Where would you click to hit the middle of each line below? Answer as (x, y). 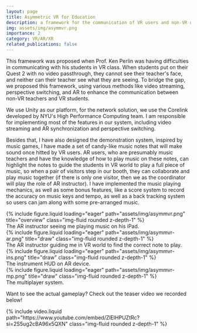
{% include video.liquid (34, 311)
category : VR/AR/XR (30, 39)
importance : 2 (23, 33)
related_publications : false (42, 45)
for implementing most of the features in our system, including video (89, 122)
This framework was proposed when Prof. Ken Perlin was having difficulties (97, 61)
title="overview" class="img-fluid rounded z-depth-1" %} (75, 220)
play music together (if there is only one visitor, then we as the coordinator (96, 177)
